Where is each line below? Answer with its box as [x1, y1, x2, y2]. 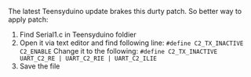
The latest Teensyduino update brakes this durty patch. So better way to [8, 7, 242, 16]
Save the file [19, 61, 60, 71]
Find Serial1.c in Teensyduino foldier [19, 30, 137, 39]
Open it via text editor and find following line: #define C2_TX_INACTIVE [19, 38, 244, 47]
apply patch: [8, 15, 49, 24]
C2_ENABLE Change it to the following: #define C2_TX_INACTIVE [19, 47, 218, 55]
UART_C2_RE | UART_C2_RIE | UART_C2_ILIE [19, 54, 157, 62]
